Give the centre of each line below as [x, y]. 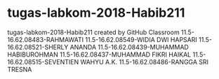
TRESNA [20, 69]
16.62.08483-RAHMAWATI [46, 39]
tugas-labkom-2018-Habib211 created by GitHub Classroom [94, 32]
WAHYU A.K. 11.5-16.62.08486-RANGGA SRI [145, 62]
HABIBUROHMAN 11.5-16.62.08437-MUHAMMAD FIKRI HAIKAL [99, 55]
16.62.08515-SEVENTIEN [43, 62]
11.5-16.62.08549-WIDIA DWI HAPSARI [141, 39]
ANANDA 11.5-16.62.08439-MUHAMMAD [130, 47]
